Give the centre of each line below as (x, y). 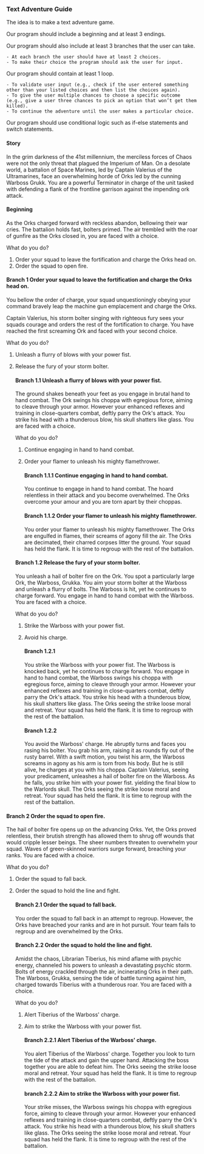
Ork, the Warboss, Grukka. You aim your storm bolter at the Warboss (101, 582)
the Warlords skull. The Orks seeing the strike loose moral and (102, 789)
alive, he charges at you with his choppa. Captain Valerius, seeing (107, 770)
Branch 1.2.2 (40, 730)
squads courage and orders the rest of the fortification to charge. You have (100, 324)
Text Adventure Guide (39, 9)
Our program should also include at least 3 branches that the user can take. (101, 46)
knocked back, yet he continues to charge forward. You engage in (107, 671)
